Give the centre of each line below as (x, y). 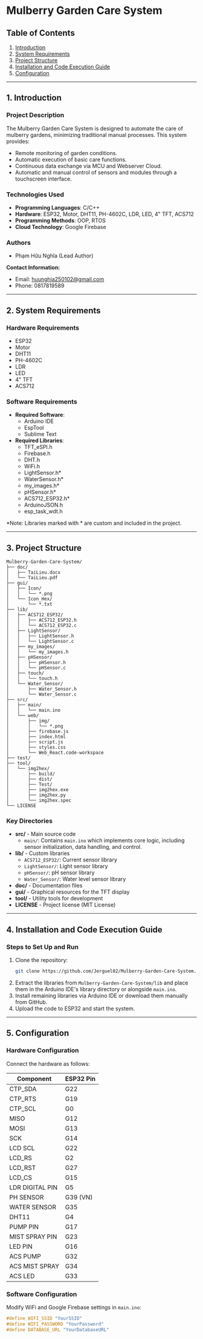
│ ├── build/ (31, 774)
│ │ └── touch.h (32, 679)
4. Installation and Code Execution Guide (85, 930)
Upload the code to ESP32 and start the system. (75, 1008)
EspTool (34, 428)
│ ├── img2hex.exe (37, 790)
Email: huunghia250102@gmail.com (60, 279)
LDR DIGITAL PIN (34, 1187)
